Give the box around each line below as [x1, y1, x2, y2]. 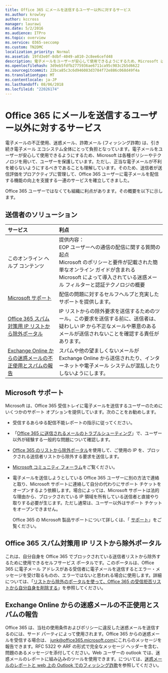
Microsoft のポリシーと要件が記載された [58, 259, 153, 266]
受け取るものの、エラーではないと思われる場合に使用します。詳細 [26, 572, 162, 578]
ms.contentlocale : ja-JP [5, 77, 57, 82]
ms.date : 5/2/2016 [5, 26, 43, 31]
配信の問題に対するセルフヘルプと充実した [58, 291, 159, 298]
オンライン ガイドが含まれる [68, 266, 136, 273]
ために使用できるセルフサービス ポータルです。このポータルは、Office [9, 560, 154, 566]
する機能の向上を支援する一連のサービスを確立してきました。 [5, 178, 132, 184]
